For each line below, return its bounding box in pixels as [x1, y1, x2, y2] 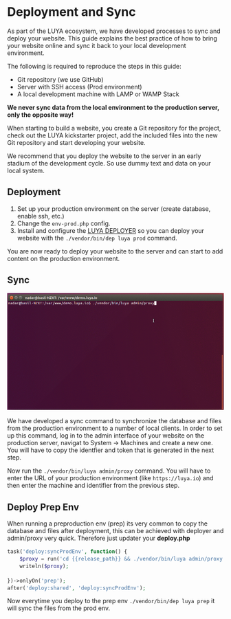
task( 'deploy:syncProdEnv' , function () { [7, 548, 128, 555]
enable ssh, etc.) [16, 212, 65, 220]
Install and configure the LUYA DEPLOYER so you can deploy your [16, 226, 205, 234]
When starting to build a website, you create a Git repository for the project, [7, 124, 221, 132]
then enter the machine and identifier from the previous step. [7, 482, 180, 490]
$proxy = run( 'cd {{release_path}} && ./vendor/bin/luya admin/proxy [19, 556, 223, 563]
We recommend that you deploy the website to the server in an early [7, 152, 201, 160]
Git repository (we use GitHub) [16, 75, 104, 83]
